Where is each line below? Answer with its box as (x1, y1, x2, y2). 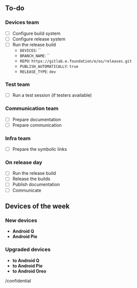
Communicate (12, 187, 41, 193)
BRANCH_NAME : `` (19, 52, 50, 58)
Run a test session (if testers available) (12, 92, 92, 98)
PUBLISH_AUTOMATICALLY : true (19, 63, 79, 69)
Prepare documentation (12, 116, 61, 122)
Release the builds (12, 176, 51, 182)
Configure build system (12, 30, 61, 36)
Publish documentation (12, 182, 60, 188)
